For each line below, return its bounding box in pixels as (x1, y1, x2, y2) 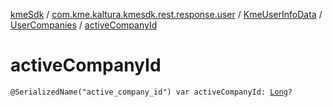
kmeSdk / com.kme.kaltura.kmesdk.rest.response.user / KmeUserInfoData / (10, 9, 323, 20)
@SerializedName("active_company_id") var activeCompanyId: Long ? (10, 87, 293, 97)
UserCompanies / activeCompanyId (10, 19, 158, 31)
